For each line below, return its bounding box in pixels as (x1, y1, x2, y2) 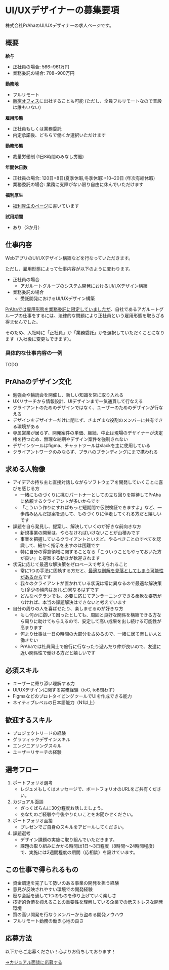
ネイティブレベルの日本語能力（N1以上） (12, 699, 98, 706)
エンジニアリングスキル (12, 743, 62, 749)
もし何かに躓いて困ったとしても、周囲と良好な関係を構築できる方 (20, 612, 157, 618)
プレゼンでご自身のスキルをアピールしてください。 (20, 824, 126, 830)
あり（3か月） (12, 224, 43, 230)
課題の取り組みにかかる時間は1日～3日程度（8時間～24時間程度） (20, 843, 157, 849)
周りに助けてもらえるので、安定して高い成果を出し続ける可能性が (24, 618, 162, 625)
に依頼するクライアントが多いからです (20, 498, 100, 504)
